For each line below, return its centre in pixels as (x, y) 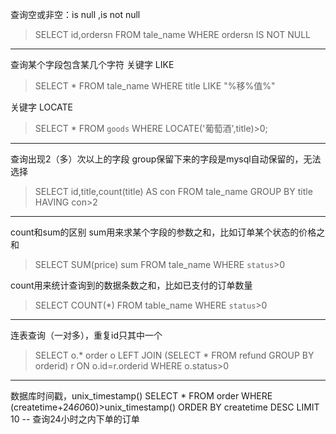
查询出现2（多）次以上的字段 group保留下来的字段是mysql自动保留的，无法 (166, 159)
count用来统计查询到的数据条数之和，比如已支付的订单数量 (131, 285)
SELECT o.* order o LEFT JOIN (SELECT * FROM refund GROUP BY (174, 355)
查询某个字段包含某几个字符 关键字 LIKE (92, 64)
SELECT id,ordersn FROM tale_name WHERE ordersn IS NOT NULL (173, 34)
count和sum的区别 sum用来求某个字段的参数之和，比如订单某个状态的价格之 (168, 232)
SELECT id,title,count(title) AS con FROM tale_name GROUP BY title (173, 191)
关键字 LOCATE (42, 107)
